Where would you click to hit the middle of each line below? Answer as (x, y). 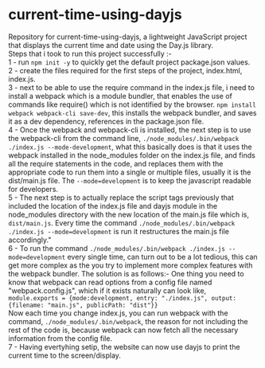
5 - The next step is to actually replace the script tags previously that (121, 198)
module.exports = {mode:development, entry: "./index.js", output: (123, 298)
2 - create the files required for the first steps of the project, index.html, (125, 70)
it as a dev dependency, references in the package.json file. (106, 121)
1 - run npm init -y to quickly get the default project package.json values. (129, 62)
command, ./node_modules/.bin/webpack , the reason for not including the (128, 321)
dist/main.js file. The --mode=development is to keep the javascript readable (130, 180)
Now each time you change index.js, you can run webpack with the (118, 313)
